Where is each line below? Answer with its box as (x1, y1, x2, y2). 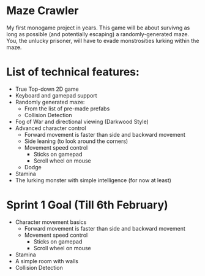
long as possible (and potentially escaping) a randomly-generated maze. (6, 30, 190, 37)
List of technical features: (6, 65, 140, 79)
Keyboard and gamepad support (15, 91, 97, 99)
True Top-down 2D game (15, 85, 79, 93)
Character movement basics (15, 218, 87, 226)
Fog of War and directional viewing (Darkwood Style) (15, 118, 149, 125)
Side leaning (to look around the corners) (24, 137, 129, 145)
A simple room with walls (15, 257, 78, 264)
